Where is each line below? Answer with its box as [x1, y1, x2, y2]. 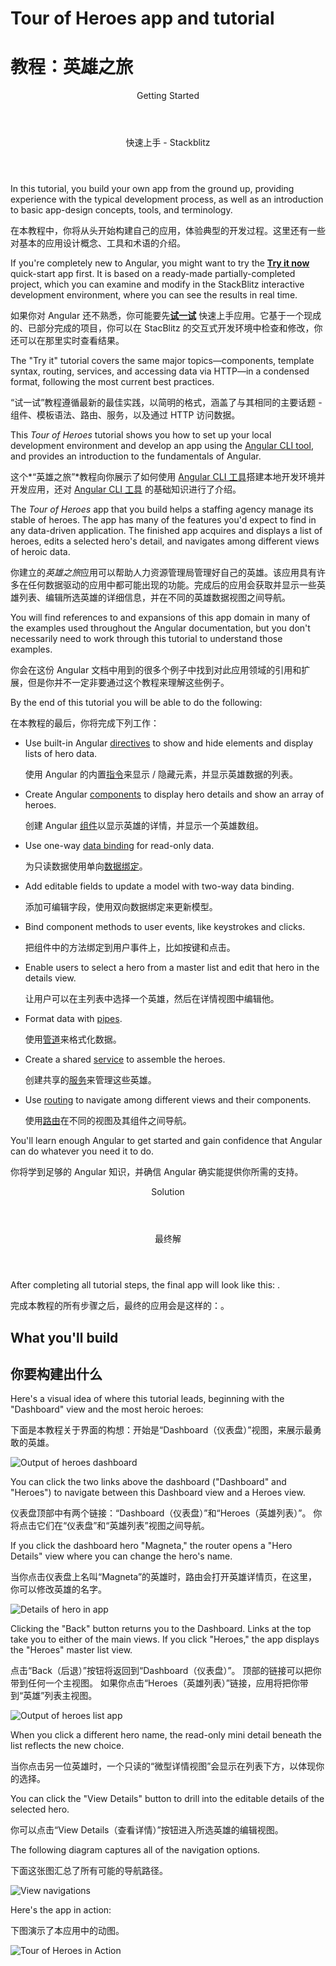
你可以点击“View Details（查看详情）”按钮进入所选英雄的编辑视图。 [10, 1824, 284, 1836]
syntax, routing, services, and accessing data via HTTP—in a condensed [10, 365, 310, 377]
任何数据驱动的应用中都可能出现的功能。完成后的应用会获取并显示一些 [27, 579, 317, 591]
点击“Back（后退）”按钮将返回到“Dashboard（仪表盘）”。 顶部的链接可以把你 [10, 1665, 322, 1677]
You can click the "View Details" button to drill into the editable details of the [10, 1793, 325, 1805]
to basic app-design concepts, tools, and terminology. [10, 204, 233, 216]
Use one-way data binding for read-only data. [24, 840, 215, 852]
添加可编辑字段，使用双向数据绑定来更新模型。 [24, 901, 218, 913]
